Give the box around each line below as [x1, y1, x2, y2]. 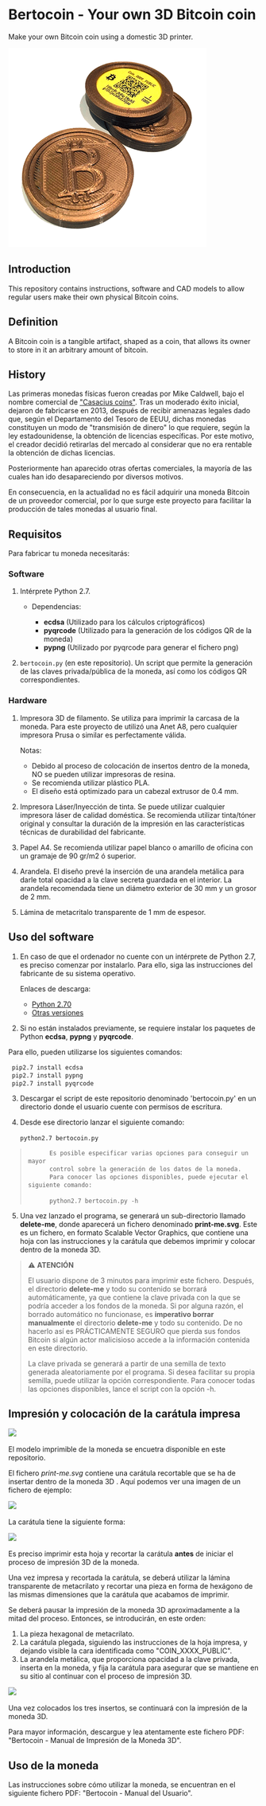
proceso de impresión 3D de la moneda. [8, 1558, 140, 1567]
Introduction [8, 263, 71, 276]
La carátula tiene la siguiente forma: [8, 1517, 125, 1526]
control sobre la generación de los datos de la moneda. [48, 1165, 242, 1173]
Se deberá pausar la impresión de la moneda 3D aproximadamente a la [8, 1605, 241, 1615]
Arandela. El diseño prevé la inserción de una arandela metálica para [19, 866, 245, 876]
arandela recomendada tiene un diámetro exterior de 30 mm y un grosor [19, 883, 256, 893]
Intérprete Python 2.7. [19, 587, 91, 596]
